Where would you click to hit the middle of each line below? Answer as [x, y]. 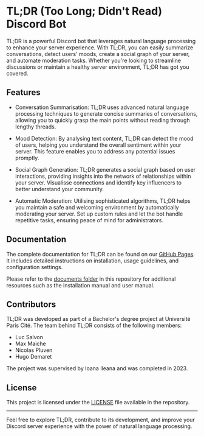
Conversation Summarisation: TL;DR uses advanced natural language [102, 107]
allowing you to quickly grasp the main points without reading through [102, 120]
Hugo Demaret [33, 357]
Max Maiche [31, 344]
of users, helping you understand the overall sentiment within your [98, 145]
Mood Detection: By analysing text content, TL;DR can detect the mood [104, 138]
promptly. [27, 158]
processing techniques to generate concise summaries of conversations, [106, 113]
